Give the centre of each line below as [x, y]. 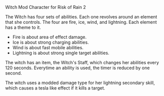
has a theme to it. [23, 27]
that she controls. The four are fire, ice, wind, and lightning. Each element [81, 22]
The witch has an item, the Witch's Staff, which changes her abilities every [82, 62]
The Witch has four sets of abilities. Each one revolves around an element [81, 17]
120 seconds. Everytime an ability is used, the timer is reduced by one [77, 68]
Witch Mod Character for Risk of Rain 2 [46, 7]
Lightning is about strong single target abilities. [61, 53]
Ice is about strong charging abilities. [51, 42]
